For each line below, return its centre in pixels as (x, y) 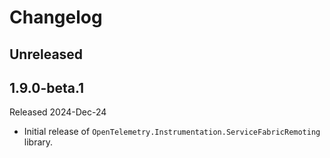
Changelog (56, 17)
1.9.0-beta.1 (47, 87)
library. (38, 142)
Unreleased (46, 54)
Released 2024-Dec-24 (58, 112)
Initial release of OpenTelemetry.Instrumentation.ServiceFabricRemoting (172, 132)
